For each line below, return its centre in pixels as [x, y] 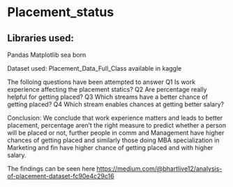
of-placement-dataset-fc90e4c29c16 [61, 176]
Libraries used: [41, 38]
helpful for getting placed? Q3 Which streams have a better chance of [107, 97]
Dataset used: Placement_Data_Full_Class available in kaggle [95, 68]
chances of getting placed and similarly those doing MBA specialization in [113, 140]
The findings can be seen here [51, 168]
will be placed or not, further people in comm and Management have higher [116, 133]
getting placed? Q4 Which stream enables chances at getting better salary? [116, 104]
